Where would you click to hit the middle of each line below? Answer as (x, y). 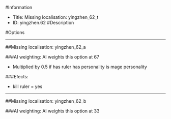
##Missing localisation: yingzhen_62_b (46, 101)
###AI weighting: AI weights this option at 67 (52, 57)
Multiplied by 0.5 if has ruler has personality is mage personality (80, 67)
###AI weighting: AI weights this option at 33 (52, 111)
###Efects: (17, 77)
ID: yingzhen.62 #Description (43, 23)
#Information (19, 7)
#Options (15, 32)
